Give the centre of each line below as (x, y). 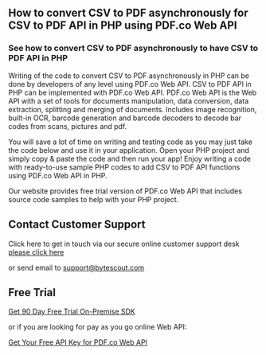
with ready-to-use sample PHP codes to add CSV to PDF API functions (124, 167)
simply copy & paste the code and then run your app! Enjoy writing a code (129, 158)
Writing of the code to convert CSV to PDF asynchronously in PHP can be (129, 76)
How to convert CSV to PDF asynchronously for (128, 13)
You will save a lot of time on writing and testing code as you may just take (131, 142)
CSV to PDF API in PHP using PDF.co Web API (123, 26)
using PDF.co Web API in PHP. (58, 175)
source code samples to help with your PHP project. (94, 199)
